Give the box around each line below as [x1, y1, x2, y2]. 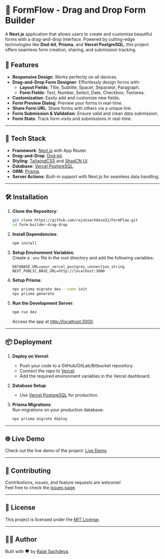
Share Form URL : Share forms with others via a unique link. [12, 105, 133, 111]
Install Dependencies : [12, 231, 58, 237]
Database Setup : [12, 382, 48, 389]
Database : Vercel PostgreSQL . [12, 163, 75, 169]
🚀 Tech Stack [5, 134, 46, 143]
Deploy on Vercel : [12, 353, 50, 359]
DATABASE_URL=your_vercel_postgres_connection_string [12, 264, 125, 269]
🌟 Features [5, 61, 39, 69]
